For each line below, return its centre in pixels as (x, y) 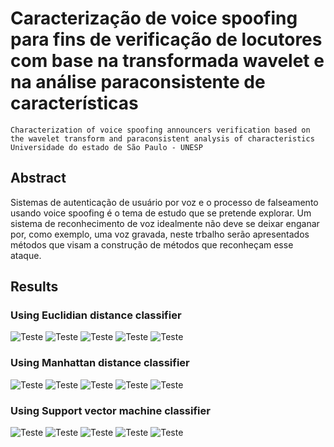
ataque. (26, 255)
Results (34, 287)
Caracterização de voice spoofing (154, 18)
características (74, 103)
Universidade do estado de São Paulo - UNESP (106, 147)
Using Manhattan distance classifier (100, 363)
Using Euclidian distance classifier (96, 315)
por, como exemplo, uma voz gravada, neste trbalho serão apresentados (160, 234)
